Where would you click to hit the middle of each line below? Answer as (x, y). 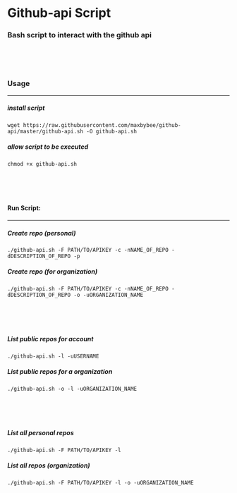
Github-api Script (59, 13)
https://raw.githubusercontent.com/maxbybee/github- (102, 125)
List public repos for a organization (60, 372)
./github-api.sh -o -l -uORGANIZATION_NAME (72, 389)
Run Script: (24, 208)
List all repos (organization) (49, 465)
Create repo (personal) (42, 233)
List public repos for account (50, 339)
